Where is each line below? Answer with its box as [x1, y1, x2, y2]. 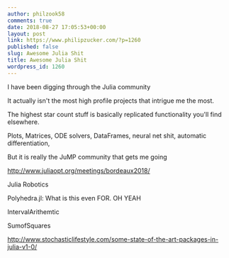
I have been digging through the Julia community [7, 82, 151, 91]
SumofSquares [7, 221, 51, 230]
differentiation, [7, 139, 50, 147]
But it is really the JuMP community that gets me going [7, 152, 168, 161]
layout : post [7, 30, 46, 38]
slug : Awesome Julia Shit [7, 50, 84, 57]
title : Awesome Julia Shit [7, 57, 87, 64]
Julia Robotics [7, 180, 49, 189]
